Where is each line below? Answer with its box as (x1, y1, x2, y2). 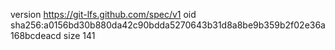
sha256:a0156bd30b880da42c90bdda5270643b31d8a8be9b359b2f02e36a (10, 19, 326, 31)
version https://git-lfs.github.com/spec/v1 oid (10, 9, 197, 20)
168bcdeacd (10, 30, 62, 41)
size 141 (63, 30, 96, 41)
